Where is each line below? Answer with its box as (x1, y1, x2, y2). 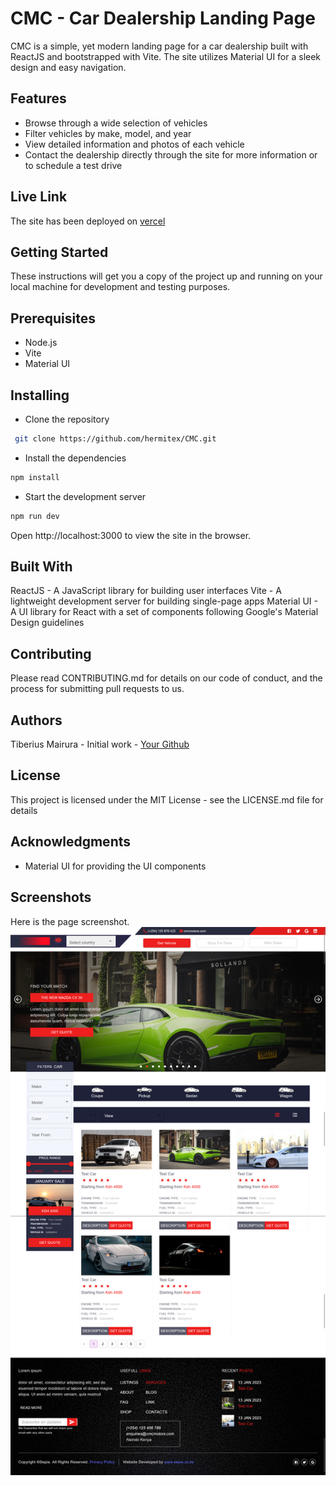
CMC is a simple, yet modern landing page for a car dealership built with (10, 40, 309, 52)
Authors (10, 712, 63, 729)
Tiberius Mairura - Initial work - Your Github (10, 738, 190, 751)
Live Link (10, 188, 68, 206)
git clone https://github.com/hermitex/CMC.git (14, 434, 217, 444)
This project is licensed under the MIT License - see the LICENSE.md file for (10, 793, 324, 806)
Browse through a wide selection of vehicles (24, 117, 208, 129)
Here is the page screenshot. (10, 915, 130, 927)
